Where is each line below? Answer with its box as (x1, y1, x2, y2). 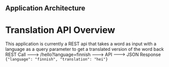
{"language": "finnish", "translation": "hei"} (5, 57, 108, 62)
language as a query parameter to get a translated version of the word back (5, 46, 164, 52)
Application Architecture (5, 4, 86, 13)
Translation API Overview (5, 24, 116, 36)
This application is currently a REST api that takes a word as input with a (5, 41, 157, 47)
